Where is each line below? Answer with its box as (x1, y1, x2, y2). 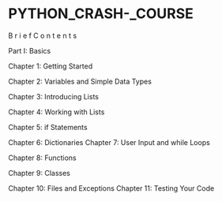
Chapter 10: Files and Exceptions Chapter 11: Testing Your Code (8, 183, 215, 193)
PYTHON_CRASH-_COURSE (8, 5, 194, 23)
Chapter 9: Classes (8, 168, 71, 177)
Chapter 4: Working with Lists (8, 107, 105, 117)
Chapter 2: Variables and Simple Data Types (8, 76, 152, 86)
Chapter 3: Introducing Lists (8, 91, 99, 101)
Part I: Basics (8, 46, 51, 55)
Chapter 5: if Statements (8, 122, 88, 132)
